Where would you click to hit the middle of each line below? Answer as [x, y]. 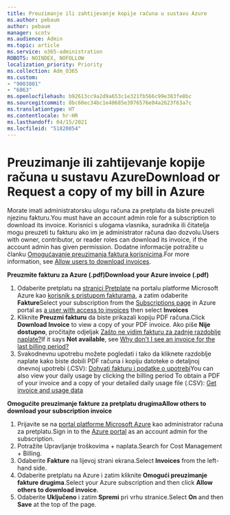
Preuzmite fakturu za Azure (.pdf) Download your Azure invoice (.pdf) [108, 275]
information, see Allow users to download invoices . [79, 262]
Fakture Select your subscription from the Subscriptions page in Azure [116, 303]
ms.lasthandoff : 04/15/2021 [47, 122]
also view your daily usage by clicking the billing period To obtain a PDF [118, 376]
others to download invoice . [58, 490]
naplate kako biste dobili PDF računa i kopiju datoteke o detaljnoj [108, 361]
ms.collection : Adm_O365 [43, 71]
